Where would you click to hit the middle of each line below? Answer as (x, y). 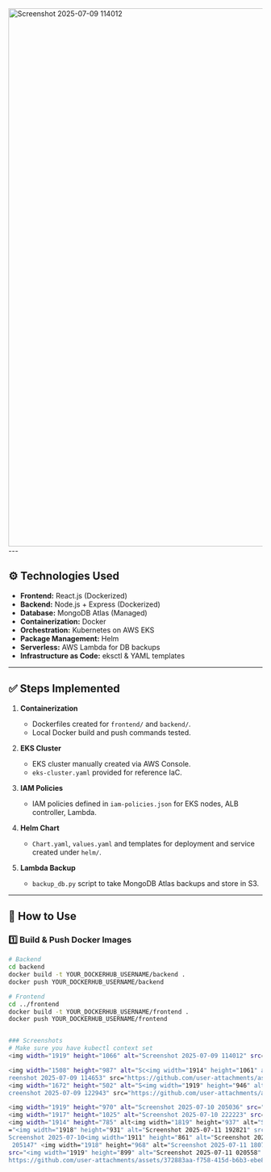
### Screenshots (35, 1041)
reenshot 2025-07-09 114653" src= (67, 1077)
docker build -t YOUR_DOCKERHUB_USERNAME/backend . (97, 975)
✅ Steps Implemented (64, 689)
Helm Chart (40, 828)
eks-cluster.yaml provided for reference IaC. (107, 772)
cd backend (27, 967)
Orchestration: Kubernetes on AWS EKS (87, 630)
